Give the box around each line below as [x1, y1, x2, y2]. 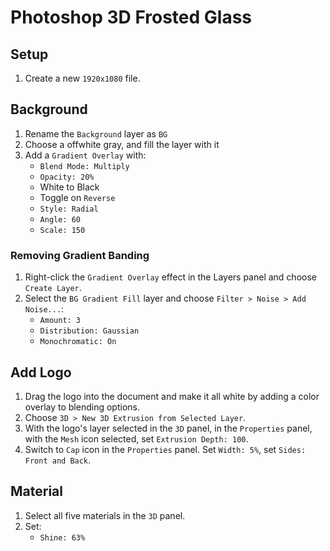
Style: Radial [39, 204, 99, 214]
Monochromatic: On [39, 337, 117, 347]
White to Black [39, 181, 100, 193]
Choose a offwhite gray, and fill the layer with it [24, 138, 220, 150]
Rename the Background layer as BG [24, 127, 168, 140]
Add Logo [10, 364, 72, 381]
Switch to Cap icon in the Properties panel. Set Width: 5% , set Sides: [24, 443, 307, 455]
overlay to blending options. [24, 401, 140, 413]
